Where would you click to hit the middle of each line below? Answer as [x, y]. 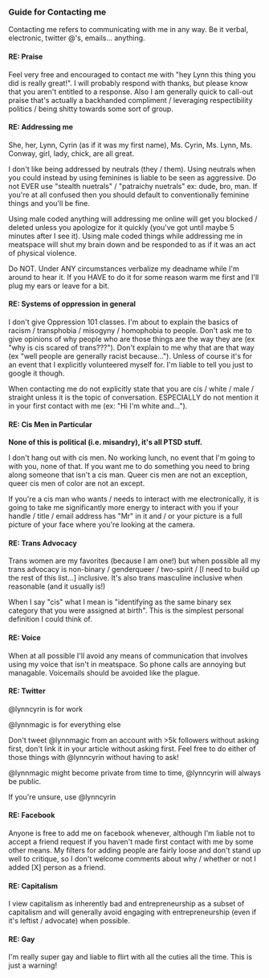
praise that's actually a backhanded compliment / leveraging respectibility [130, 100]
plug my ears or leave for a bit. [59, 286]
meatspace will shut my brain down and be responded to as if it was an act [132, 244]
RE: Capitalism [33, 886]
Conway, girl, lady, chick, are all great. [71, 153]
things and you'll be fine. [49, 203]
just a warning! [33, 966]
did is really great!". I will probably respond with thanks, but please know [128, 83]
